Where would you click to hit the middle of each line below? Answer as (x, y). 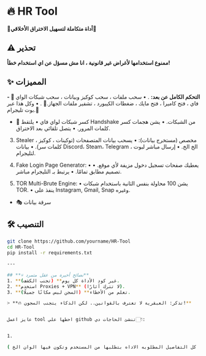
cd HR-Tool (21, 247)
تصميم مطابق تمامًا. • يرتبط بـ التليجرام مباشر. (69, 171)
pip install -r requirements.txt (50, 253)
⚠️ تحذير (21, 48)
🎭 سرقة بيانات (33, 202)
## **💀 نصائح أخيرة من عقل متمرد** (48, 275)
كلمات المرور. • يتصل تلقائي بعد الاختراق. (63, 128)
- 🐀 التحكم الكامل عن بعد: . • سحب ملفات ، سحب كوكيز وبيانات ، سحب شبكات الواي (104, 97)
